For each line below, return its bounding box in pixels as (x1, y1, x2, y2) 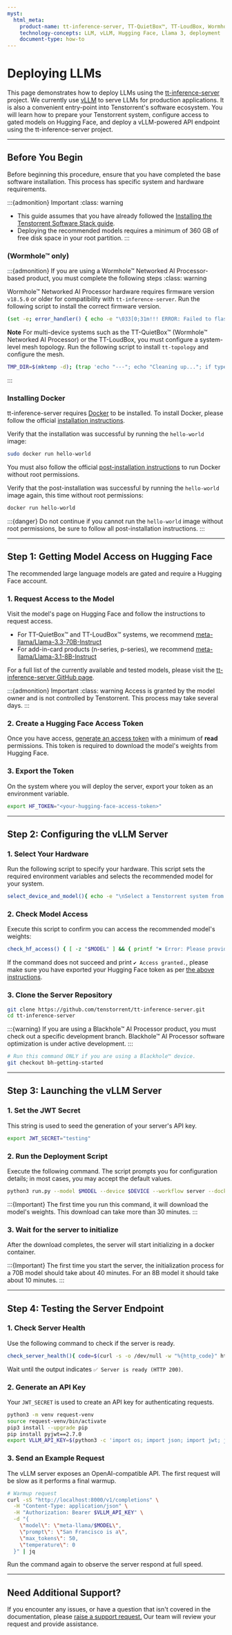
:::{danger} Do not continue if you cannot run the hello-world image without (7, 517, 224, 525)
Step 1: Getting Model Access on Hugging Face (7, 551, 213, 563)
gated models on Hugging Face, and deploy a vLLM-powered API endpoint (7, 118, 220, 127)
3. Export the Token (7, 766, 75, 776)
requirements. (7, 185, 47, 193)
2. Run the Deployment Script (7, 1151, 108, 1161)
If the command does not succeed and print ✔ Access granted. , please (7, 958, 209, 967)
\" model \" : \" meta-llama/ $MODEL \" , (19, 1522, 122, 1529)
